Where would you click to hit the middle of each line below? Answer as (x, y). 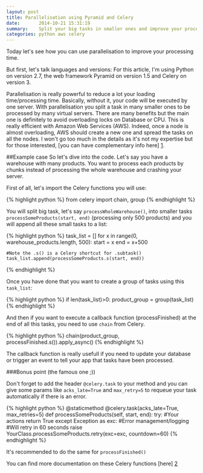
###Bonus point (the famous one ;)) (51, 372)
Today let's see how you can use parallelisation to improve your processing (100, 51)
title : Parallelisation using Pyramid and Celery (70, 17)
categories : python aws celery (46, 34)
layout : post (23, 12)
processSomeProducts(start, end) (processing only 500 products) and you (99, 218)
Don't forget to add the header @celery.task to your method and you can (97, 384)
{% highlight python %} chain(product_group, (63, 336)
